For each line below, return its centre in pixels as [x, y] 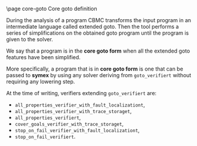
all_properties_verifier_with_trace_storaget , [73, 111]
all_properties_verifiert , [48, 117]
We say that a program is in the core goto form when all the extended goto [98, 51]
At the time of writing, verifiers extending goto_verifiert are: [81, 93]
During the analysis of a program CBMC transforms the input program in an [99, 20]
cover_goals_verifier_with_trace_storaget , [69, 124]
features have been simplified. [43, 57]
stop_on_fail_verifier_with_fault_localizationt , [77, 130]
